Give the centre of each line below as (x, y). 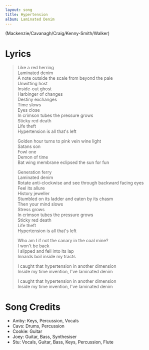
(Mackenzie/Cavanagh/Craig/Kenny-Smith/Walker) (57, 34)
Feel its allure (31, 188)
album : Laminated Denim (30, 19)
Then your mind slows (40, 204)
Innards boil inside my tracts (46, 257)
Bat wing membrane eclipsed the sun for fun (63, 162)
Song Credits (33, 307)
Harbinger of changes (40, 94)
